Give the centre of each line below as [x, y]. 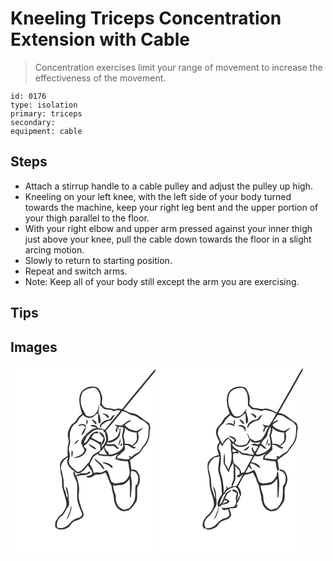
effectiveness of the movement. [100, 78]
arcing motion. [54, 249]
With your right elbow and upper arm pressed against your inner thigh [168, 228]
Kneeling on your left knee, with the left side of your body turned [158, 196]
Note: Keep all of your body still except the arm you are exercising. [162, 281]
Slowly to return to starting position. [98, 260]
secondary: [33, 122]
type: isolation [44, 105]
